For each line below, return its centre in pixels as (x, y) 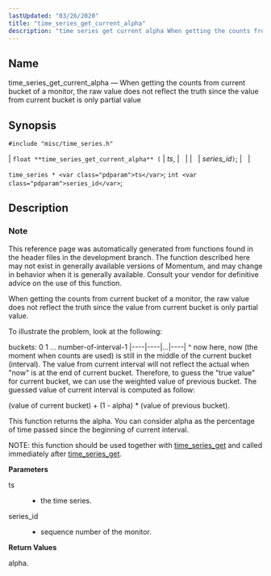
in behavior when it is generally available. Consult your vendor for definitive (134, 274)
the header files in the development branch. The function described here (129, 257)
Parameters (28, 469)
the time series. (66, 500)
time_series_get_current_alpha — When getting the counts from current (127, 83)
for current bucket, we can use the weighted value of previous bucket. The (133, 381)
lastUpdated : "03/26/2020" (54, 16)
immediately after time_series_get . (65, 454)
